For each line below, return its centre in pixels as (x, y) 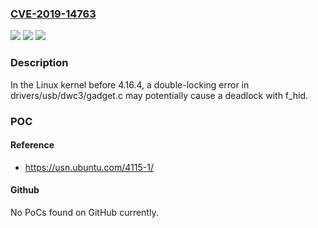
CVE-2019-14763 (53, 14)
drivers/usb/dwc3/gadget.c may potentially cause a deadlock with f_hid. (159, 95)
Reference (32, 145)
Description (39, 63)
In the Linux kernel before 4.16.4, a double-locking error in (130, 84)
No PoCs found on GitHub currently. (84, 212)
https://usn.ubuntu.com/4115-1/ (89, 167)
